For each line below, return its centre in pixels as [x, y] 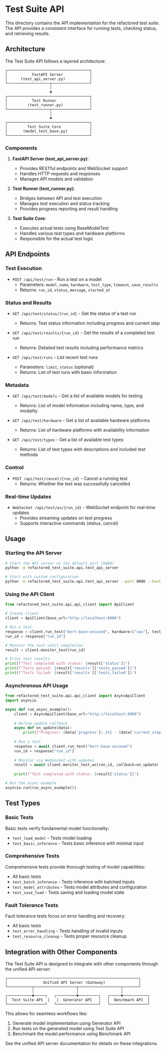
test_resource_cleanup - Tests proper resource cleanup [69, 936]
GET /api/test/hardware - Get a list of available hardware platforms [81, 421]
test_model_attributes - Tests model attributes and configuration [80, 887]
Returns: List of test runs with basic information [68, 372]
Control [14, 467]
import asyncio [21, 701]
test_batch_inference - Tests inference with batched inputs [74, 881]
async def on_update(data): [43, 728]
